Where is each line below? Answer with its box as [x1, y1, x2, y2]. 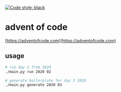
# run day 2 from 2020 [5, 65, 51, 70]
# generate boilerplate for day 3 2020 [5, 78, 86, 83]
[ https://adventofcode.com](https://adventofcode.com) [5, 37, 116, 43]
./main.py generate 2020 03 [5, 83, 62, 88]
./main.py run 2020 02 [5, 69, 51, 74]
